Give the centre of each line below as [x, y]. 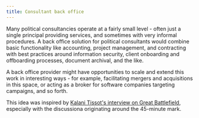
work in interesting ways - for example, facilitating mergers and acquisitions [99, 78]
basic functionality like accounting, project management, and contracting [96, 48]
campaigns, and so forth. [37, 91]
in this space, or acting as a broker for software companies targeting [91, 85]
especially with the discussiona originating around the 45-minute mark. [94, 108]
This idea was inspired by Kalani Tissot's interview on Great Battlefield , [94, 103]
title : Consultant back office [45, 12]
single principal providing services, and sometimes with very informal [92, 35]
